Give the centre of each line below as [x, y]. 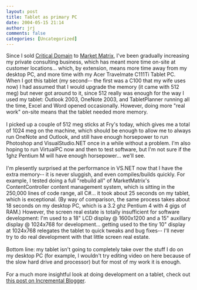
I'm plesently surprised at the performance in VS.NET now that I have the [94, 168]
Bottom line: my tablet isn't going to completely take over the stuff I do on [95, 249]
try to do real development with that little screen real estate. [78, 237]
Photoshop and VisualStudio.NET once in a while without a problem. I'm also [98, 143]
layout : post [22, 11]
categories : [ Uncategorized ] [42, 39]
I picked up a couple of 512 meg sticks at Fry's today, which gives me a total [98, 124]
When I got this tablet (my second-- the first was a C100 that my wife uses [96, 81]
